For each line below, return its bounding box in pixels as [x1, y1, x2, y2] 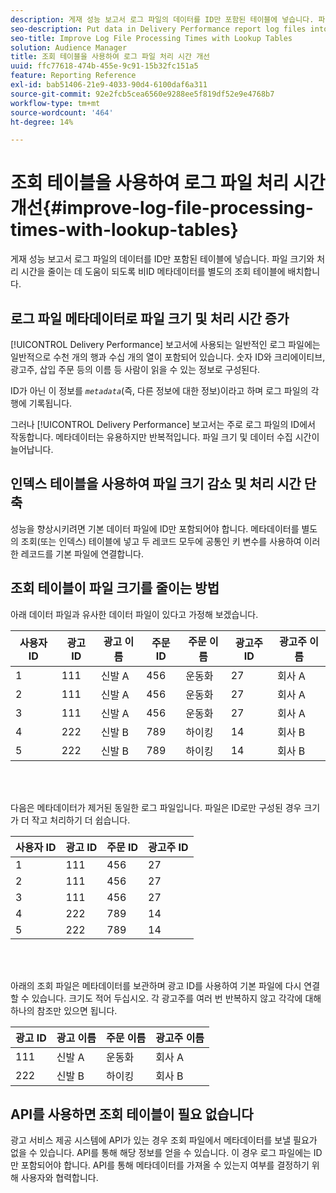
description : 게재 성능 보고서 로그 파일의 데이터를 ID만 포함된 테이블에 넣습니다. [10, 14, 315, 25]
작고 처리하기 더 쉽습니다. [31, 814, 131, 826]
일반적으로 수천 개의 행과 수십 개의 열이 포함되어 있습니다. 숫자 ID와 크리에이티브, [10, 351, 326, 363]
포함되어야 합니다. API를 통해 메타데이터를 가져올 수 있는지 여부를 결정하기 [20, 1159, 310, 1171]
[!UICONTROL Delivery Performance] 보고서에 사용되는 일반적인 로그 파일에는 [10, 339, 321, 350]
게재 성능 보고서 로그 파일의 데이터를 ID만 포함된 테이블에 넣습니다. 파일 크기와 [10, 253, 315, 265]
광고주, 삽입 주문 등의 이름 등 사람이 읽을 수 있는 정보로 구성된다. [10, 364, 261, 375]
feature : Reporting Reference [10, 71, 137, 81]
